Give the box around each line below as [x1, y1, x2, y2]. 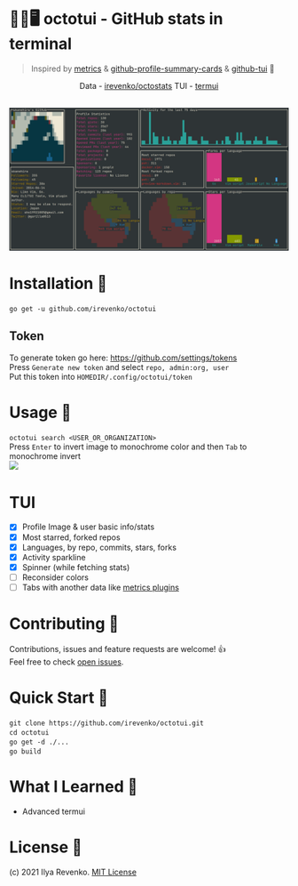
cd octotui [9, 728, 50, 737]
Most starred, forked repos [21, 532, 122, 543]
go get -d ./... [9, 737, 69, 746]
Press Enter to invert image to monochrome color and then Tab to [9, 441, 247, 452]
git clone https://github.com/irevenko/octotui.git [9, 719, 204, 728]
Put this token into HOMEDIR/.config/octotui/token [9, 371, 192, 382]
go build [9, 746, 42, 756]
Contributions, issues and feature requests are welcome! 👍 [9, 643, 226, 654]
